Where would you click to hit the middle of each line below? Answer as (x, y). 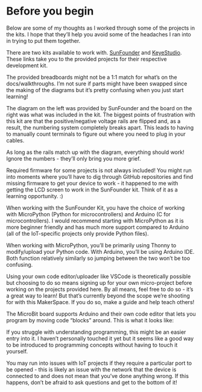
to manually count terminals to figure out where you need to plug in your (96, 134)
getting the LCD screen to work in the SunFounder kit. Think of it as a (92, 190)
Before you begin (50, 11)
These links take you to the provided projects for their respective (87, 59)
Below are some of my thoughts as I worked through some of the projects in (100, 28)
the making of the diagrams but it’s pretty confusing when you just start (95, 90)
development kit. (27, 65)
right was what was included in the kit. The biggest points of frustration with (101, 115)
